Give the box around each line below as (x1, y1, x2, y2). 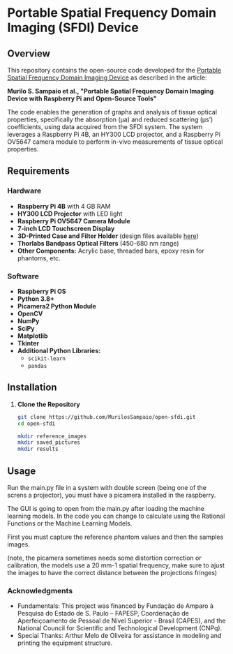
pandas (27, 362, 47, 369)
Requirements (7, 165, 70, 177)
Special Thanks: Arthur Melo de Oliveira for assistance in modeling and (17, 632, 222, 640)
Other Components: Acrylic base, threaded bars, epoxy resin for (17, 246, 204, 255)
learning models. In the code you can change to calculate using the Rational (7, 512, 225, 520)
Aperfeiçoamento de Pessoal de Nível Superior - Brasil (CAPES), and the (17, 616, 226, 625)
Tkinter (17, 339, 40, 347)
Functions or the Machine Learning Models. (7, 519, 133, 528)
